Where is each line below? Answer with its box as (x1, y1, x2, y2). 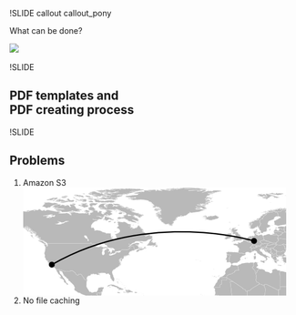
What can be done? (9, 25, 83, 36)
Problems (9, 153, 66, 168)
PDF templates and (9, 88, 119, 104)
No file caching (22, 295, 80, 306)
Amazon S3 (22, 177, 66, 188)
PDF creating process (9, 102, 135, 117)
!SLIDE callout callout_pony (9, 8, 112, 18)
